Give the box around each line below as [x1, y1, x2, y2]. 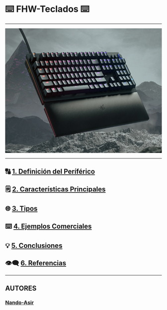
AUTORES [5, 284, 37, 293]
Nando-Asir [5, 299, 34, 306]
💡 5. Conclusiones [5, 241, 63, 250]
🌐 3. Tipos [5, 204, 38, 213]
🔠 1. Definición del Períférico [5, 167, 95, 176]
